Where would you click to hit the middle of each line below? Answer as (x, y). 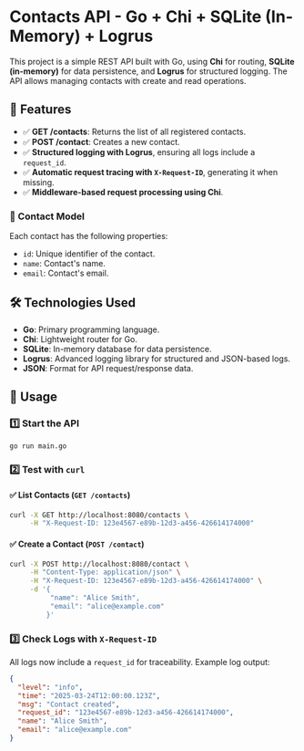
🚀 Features (41, 110)
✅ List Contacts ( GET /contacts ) (70, 495)
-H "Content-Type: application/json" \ (105, 572)
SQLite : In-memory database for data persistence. (117, 349)
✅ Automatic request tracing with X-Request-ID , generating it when (150, 172)
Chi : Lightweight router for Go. (80, 339)
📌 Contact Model (47, 216)
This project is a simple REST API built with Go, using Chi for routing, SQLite (152, 61)
